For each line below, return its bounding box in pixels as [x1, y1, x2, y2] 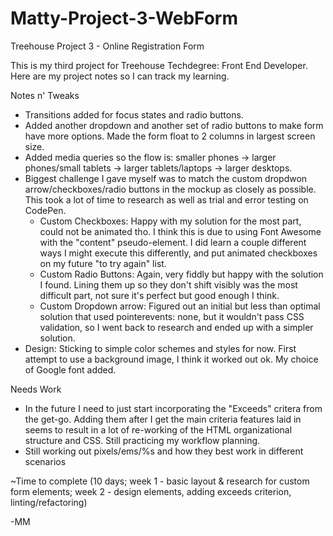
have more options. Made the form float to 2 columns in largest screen [24, 130, 316, 142]
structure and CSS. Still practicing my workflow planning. [24, 434, 261, 446]
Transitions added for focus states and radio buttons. [24, 108, 244, 121]
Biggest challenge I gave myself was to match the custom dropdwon [24, 172, 308, 184]
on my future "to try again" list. [39, 257, 167, 269]
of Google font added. [24, 363, 117, 376]
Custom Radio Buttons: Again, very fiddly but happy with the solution [39, 268, 324, 280]
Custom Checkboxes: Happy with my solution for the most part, [39, 215, 302, 227]
